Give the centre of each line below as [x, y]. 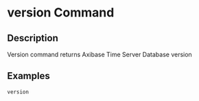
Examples [28, 76]
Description [33, 38]
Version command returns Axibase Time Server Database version [99, 54]
